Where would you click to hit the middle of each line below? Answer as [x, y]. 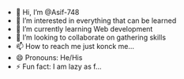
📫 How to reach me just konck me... [75, 46]
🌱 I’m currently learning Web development [84, 29]
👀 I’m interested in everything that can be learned [96, 21]
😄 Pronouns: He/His [49, 58]
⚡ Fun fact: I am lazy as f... [58, 66]
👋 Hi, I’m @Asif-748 [47, 12]
